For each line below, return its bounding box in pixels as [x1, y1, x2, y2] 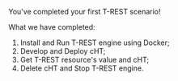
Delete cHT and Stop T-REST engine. [19, 63, 144, 73]
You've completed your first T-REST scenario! [8, 7, 161, 16]
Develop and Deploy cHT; [19, 47, 106, 55]
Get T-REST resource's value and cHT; [19, 55, 150, 64]
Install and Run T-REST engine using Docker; [19, 38, 170, 47]
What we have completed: [8, 22, 95, 31]
